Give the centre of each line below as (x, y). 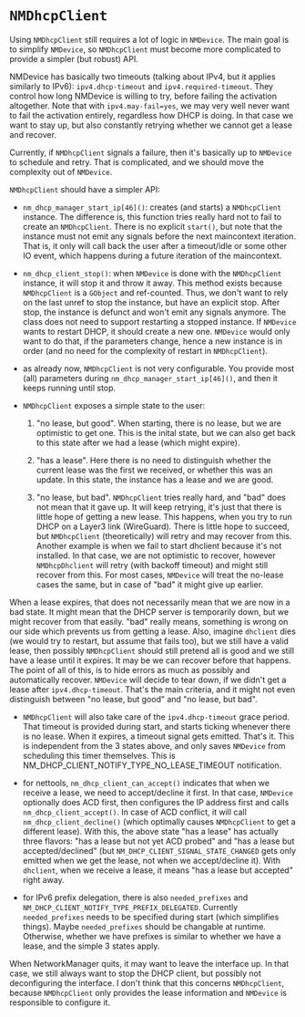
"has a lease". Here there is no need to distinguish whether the (153, 460)
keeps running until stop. (69, 388)
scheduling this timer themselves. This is (99, 755)
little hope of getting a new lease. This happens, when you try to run (164, 516)
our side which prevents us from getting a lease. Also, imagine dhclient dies (152, 631)
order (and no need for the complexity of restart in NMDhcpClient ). (145, 350)
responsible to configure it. (60, 1002)
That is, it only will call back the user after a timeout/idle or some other (155, 245)
